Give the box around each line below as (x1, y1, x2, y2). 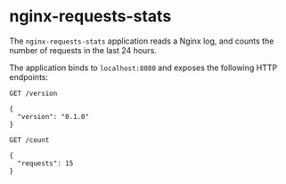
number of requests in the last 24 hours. (9, 44, 158, 55)
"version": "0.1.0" (17, 112, 90, 121)
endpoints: (9, 71, 49, 82)
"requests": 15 (17, 158, 74, 168)
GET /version (9, 89, 58, 98)
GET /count (9, 135, 50, 144)
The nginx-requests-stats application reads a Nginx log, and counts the (9, 36, 274, 46)
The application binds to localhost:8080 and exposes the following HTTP (9, 62, 278, 73)
